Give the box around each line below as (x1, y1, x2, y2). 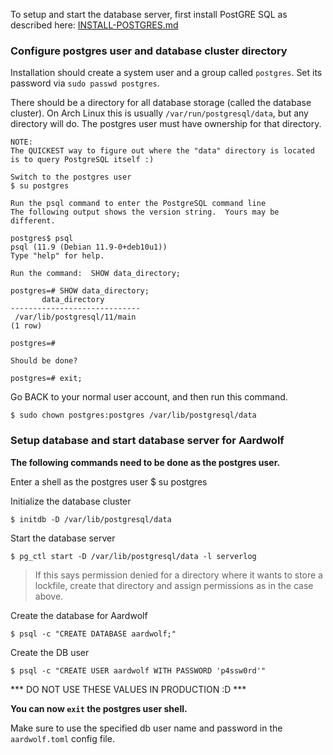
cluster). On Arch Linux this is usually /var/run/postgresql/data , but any (10, 107, 309, 119)
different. (10, 216, 56, 226)
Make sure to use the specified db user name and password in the (10, 722, 283, 734)
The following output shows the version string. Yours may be (10, 207, 280, 218)
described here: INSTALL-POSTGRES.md (10, 19, 179, 31)
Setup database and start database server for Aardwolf (10, 434, 285, 448)
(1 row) (10, 321, 43, 331)
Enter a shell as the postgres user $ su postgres (10, 475, 208, 488)
